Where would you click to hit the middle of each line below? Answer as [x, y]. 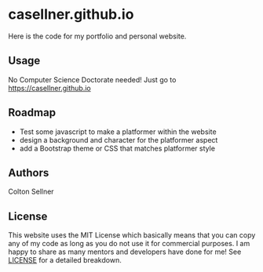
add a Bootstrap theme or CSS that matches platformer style [117, 148]
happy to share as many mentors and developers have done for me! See [125, 252]
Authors [29, 173]
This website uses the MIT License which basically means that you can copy [132, 235]
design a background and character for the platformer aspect [119, 140]
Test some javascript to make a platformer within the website [118, 132]
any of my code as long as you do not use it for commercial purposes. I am [129, 244]
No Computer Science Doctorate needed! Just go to [92, 79]
